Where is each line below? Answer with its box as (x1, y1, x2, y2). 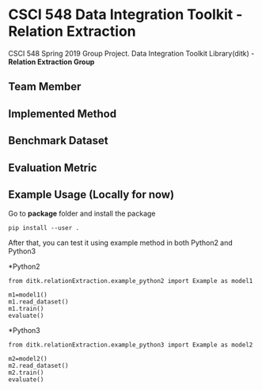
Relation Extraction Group (8, 57, 95, 67)
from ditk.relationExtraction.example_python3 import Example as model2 (8, 341, 253, 350)
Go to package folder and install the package (8, 208, 156, 219)
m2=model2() (8, 355, 47, 363)
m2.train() (8, 369, 44, 377)
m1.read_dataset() (8, 298, 69, 306)
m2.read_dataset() (8, 362, 69, 370)
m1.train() (8, 305, 44, 313)
